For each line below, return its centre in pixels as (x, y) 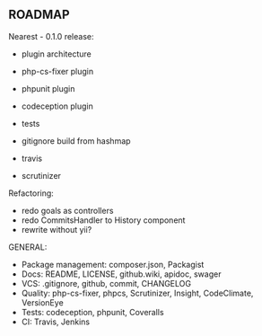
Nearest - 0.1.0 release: (51, 36)
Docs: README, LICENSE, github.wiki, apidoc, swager (121, 274)
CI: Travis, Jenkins (56, 322)
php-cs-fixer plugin (57, 71)
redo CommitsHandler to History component (103, 220)
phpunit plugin (48, 88)
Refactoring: (31, 193)
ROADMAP (39, 15)
